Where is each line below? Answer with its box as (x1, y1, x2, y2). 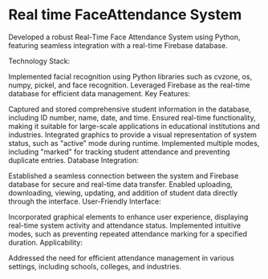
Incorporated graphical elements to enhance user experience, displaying (8, 212, 249, 221)
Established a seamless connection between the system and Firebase (8, 171, 239, 180)
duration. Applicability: (8, 237, 83, 247)
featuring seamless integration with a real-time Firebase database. (8, 40, 228, 50)
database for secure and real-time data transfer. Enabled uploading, (8, 179, 233, 189)
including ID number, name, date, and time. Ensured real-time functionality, (8, 112, 256, 122)
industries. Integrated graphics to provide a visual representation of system (8, 130, 257, 139)
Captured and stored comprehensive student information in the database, (8, 104, 251, 114)
